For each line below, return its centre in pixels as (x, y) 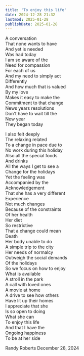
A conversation (21, 38)
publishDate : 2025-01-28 (31, 24)
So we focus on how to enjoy (35, 269)
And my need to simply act (33, 76)
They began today (24, 124)
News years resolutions (30, 108)
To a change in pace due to (34, 145)
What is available (23, 274)
